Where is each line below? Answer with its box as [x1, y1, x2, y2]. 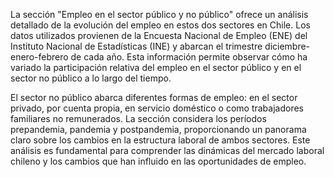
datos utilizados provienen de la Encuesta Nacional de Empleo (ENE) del [10, 30, 308, 41]
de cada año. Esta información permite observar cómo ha [70, 51, 308, 63]
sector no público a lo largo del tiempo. [10, 72, 172, 84]
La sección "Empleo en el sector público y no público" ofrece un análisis [10, 9, 309, 20]
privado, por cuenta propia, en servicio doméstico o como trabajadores [10, 102, 304, 114]
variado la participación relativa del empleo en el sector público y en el [10, 62, 302, 73]
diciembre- [264, 40, 311, 52]
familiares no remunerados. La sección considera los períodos [10, 113, 267, 124]
